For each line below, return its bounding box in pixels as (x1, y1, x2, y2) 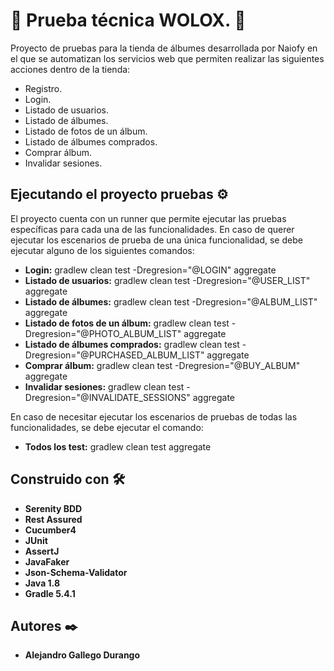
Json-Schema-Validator (24, 566, 128, 578)
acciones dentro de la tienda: (10, 63, 131, 75)
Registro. (24, 82, 63, 94)
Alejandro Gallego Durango (24, 649, 141, 661)
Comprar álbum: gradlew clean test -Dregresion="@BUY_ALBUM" (24, 359, 301, 371)
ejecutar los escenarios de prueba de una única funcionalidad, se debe (10, 234, 303, 246)
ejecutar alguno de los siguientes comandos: (10, 244, 195, 256)
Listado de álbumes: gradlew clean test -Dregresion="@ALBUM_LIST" (24, 295, 318, 308)
